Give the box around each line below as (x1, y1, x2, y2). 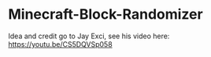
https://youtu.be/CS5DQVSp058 (8, 39, 113, 48)
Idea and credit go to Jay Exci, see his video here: (8, 31, 170, 41)
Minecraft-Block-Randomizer (8, 5, 203, 23)
